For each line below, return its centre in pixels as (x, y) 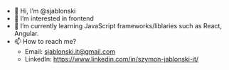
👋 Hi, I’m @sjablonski (45, 11)
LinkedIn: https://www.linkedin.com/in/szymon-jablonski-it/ (112, 59)
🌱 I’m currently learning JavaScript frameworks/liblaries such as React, (118, 26)
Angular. (26, 33)
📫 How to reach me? (45, 41)
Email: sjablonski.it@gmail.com (70, 52)
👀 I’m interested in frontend (54, 18)
